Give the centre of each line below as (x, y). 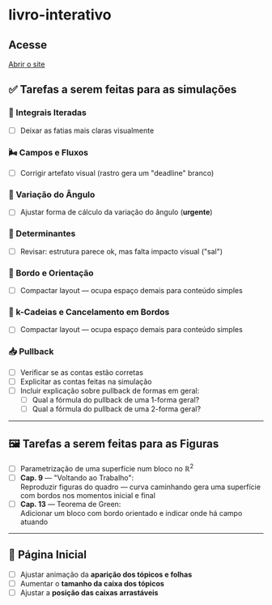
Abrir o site (27, 64)
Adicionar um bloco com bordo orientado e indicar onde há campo (131, 513)
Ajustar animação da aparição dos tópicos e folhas (106, 574)
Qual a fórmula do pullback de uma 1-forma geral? (116, 400)
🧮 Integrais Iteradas (48, 113)
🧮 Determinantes (42, 234)
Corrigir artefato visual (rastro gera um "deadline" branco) (117, 173)
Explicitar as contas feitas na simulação (86, 381)
